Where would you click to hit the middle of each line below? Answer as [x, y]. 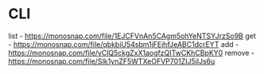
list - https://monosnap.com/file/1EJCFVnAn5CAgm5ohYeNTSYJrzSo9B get [132, 36]
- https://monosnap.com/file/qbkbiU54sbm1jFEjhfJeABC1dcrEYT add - [124, 44]
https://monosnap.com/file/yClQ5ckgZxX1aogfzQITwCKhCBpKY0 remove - [132, 53]
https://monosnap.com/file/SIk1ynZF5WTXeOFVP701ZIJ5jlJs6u [112, 61]
